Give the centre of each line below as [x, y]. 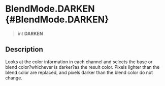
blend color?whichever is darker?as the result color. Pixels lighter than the [82, 67]
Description [24, 49]
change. [14, 78]
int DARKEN [30, 33]
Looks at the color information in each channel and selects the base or [79, 62]
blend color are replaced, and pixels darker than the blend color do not [79, 72]
